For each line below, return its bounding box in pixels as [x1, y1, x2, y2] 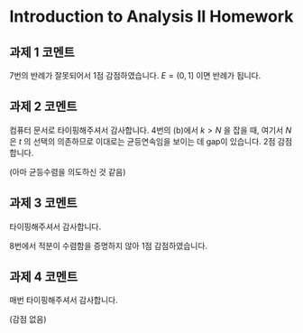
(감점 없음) [9, 314, 47, 325]
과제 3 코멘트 [9, 196, 78, 211]
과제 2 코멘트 [9, 99, 78, 115]
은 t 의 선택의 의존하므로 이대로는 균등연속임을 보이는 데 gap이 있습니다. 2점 [9, 135, 276, 146]
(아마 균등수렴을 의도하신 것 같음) [9, 166, 126, 177]
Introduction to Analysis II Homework [9, 6, 294, 27]
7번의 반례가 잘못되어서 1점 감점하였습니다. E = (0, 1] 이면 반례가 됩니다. [9, 70, 262, 80]
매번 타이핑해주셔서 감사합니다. [9, 295, 119, 306]
